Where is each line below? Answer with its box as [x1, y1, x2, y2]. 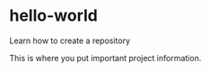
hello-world [9, 5, 99, 26]
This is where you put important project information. [9, 52, 202, 63]
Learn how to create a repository [9, 35, 131, 46]
